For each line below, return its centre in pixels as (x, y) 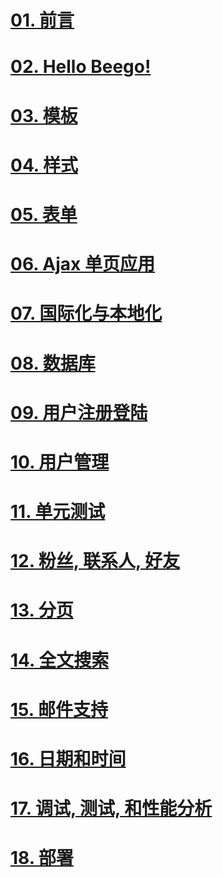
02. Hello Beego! (81, 67)
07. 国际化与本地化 (86, 313)
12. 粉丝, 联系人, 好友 (95, 561)
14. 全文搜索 (60, 660)
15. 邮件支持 (59, 709)
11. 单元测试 (58, 512)
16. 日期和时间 (68, 759)
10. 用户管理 (60, 462)
